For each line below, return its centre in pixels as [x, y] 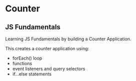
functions [22, 63]
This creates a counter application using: [47, 48]
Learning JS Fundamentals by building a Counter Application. [68, 39]
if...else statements [32, 74]
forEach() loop [27, 58]
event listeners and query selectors [49, 69]
